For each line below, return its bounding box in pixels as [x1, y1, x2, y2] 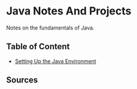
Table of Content [6, 41, 70, 52]
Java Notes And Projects [6, 4, 132, 18]
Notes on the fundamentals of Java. [6, 24, 95, 31]
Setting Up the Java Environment [14, 57, 97, 64]
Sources [6, 75, 38, 85]
